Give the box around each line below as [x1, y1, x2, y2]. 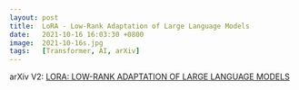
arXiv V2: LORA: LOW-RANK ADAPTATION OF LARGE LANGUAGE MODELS [9, 71, 291, 82]
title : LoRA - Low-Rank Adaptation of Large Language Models [9, 22, 250, 31]
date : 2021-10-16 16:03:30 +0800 [9, 30, 145, 39]
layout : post [9, 13, 59, 22]
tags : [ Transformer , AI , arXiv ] [9, 47, 141, 56]
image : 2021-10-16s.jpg [9, 38, 104, 48]
